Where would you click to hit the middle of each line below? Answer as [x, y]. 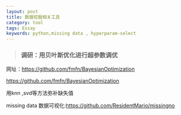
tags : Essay [21, 28]
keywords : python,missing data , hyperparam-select [71, 34]
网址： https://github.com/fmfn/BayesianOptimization [70, 69]
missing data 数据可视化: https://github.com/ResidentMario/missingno [90, 106]
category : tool [25, 22]
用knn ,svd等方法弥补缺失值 [40, 93]
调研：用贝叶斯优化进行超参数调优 [69, 55]
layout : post [22, 11]
